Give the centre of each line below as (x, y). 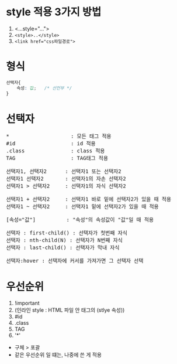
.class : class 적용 (55, 151)
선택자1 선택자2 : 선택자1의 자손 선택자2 (66, 179)
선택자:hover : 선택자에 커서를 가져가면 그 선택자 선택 (75, 261)
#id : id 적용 (51, 144)
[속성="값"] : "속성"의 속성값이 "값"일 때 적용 (80, 220)
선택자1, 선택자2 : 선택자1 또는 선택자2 (64, 171)
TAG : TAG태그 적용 (57, 158)
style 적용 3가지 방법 (54, 12)
